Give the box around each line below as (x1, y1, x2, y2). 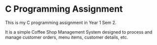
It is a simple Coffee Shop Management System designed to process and (5, 29, 153, 35)
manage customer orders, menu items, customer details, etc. (5, 34, 129, 40)
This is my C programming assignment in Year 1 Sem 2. (5, 20, 117, 25)
